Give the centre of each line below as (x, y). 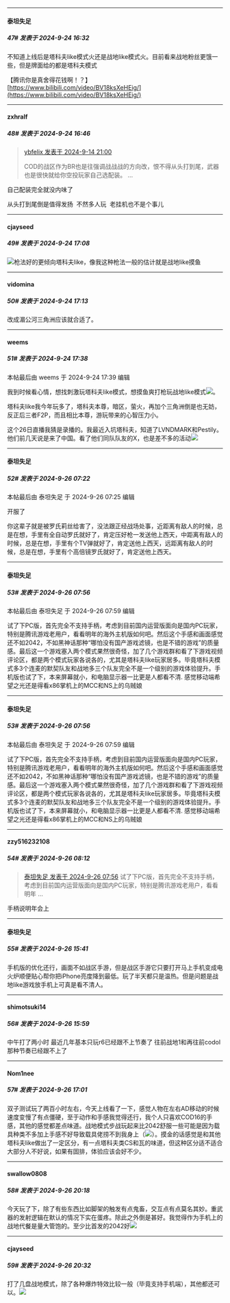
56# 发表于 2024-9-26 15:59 (49, 1023)
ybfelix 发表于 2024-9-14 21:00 (68, 152)
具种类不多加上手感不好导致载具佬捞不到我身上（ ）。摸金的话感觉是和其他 (114, 1134)
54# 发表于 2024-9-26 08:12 (49, 858)
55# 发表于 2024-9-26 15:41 (48, 949)
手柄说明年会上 (28, 909)
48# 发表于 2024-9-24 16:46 (49, 133)
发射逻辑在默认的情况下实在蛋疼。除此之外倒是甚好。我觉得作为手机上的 (121, 1217)
